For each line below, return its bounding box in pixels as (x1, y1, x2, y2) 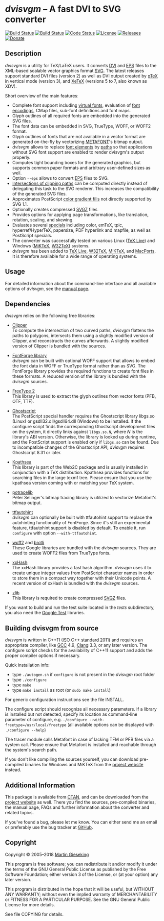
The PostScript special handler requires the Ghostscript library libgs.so (12, 413, 155, 419)
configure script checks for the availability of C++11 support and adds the (5, 648, 153, 654)
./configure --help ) (5, 727, 46, 733)
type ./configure (12, 677, 47, 683)
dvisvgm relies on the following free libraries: (5, 313, 96, 319)
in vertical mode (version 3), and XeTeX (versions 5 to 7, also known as (5, 78, 147, 84)
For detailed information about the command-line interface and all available (5, 280, 156, 286)
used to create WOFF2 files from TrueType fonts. (12, 550, 111, 556)
